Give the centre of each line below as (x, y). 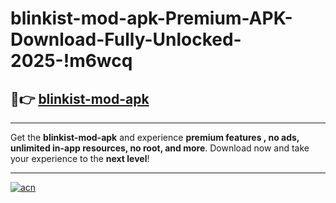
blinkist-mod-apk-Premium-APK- (151, 18)
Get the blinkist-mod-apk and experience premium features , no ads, (155, 137)
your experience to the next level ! (80, 158)
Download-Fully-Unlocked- (126, 39)
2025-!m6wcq (71, 61)
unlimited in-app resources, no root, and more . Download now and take (160, 148)
